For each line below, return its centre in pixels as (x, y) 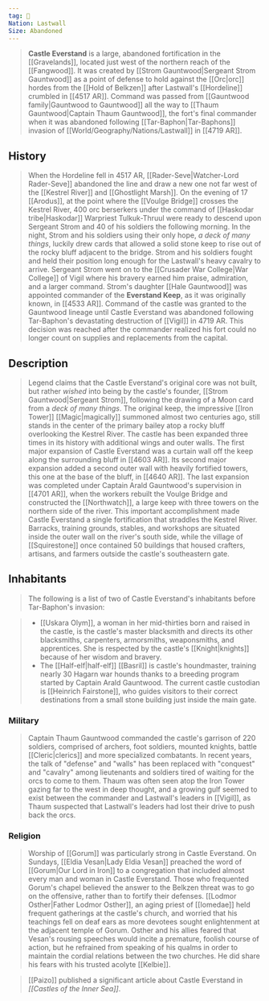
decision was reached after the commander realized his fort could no (142, 329)
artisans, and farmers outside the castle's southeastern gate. (129, 554)
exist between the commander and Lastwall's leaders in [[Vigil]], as (139, 798)
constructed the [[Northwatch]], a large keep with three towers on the (143, 503)
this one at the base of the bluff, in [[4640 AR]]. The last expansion (139, 477)
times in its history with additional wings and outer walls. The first (136, 443)
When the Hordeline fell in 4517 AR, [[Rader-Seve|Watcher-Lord (133, 176)
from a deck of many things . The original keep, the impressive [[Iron (141, 408)
